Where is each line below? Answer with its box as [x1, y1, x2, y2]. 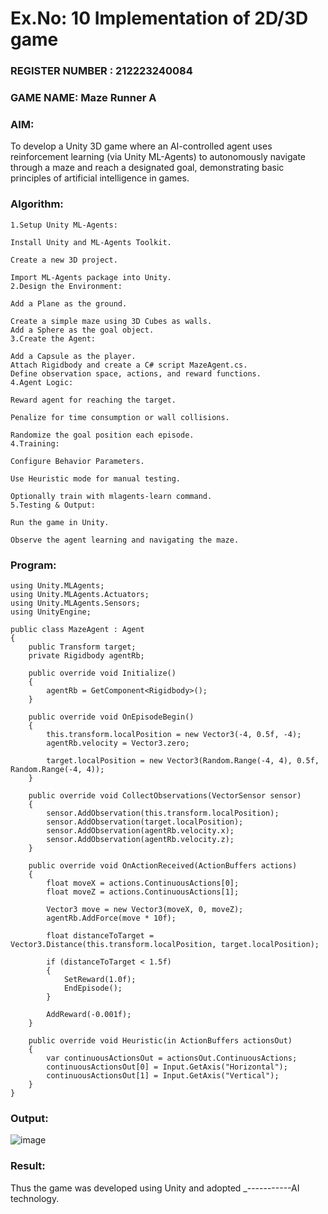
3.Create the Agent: [10, 333, 97, 344]
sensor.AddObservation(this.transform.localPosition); [46, 808, 280, 818]
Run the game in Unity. [10, 517, 110, 527]
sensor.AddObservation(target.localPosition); [46, 817, 244, 827]
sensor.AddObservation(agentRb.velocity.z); [46, 834, 235, 844]
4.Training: [10, 438, 60, 449]
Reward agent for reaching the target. [10, 395, 177, 405]
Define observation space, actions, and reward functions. [10, 368, 262, 379]
